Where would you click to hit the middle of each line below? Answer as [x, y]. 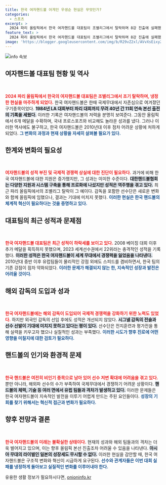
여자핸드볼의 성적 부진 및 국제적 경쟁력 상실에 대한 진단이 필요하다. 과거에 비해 [80, 173]
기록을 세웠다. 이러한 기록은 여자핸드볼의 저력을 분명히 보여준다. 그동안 [78, 115]
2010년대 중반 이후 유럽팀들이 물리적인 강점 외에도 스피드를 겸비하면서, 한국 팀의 [83, 262]
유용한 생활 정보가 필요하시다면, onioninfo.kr [48, 477]
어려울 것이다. [19, 274]
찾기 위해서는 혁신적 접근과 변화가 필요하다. [55, 402]
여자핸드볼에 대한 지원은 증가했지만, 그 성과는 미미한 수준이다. [70, 179]
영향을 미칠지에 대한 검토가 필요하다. [40, 338]
